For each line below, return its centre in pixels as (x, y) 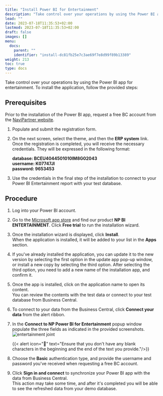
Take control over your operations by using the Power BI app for (69, 82)
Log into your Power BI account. (44, 210)
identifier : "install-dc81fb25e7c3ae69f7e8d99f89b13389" (73, 55)
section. (20, 245)
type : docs (16, 69)
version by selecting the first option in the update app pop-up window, (82, 259)
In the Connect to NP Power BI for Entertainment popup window (77, 324)
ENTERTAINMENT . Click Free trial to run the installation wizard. (76, 225)
